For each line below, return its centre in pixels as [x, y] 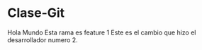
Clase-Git [36, 13]
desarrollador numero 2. [43, 39]
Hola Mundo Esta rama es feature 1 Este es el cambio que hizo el [102, 32]
